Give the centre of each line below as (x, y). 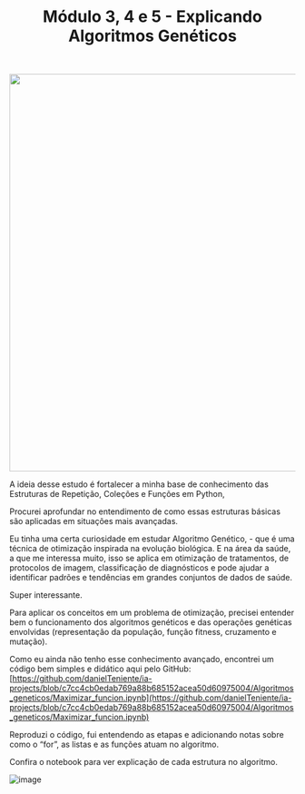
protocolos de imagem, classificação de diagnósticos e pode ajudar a (139, 567)
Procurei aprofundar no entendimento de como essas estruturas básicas (145, 511)
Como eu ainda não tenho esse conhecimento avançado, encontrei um (142, 659)
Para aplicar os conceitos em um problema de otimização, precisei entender (152, 612)
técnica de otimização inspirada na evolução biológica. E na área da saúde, (150, 548)
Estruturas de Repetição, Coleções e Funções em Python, (117, 493)
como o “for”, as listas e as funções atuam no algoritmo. (114, 744)
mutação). (29, 641)
